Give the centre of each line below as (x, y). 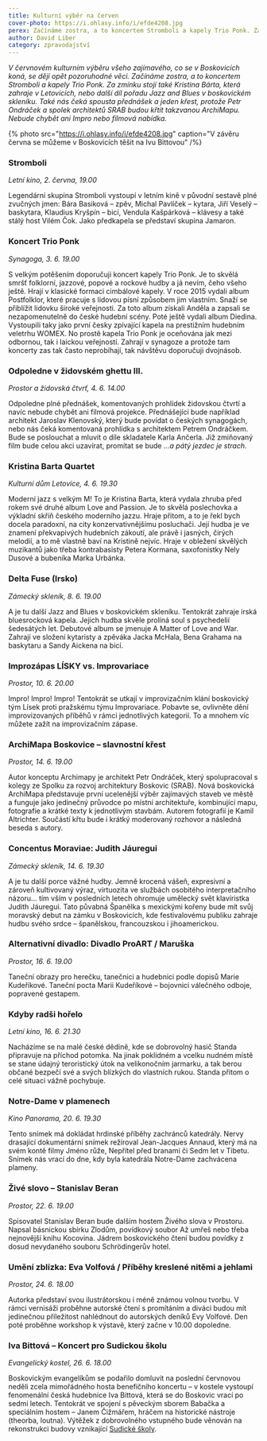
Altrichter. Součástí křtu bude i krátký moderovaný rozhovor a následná (125, 819)
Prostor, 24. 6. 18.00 (41, 1284)
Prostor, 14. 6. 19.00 (41, 762)
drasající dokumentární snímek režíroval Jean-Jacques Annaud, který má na (133, 1142)
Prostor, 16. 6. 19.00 (41, 961)
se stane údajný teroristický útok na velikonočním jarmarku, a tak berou (125, 1064)
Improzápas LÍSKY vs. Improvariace (79, 666)
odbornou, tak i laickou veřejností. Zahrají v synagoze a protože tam (119, 342)
